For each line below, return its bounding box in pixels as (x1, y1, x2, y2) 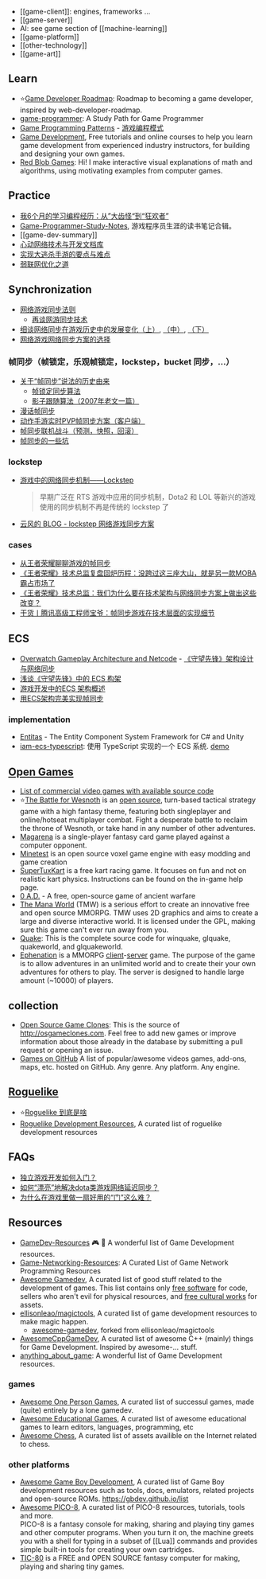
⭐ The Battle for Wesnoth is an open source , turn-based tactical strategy (19, 795, 256, 805)
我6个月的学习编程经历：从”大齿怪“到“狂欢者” (19, 211, 169, 220)
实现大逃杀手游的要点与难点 (19, 249, 111, 259)
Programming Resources (19, 1265, 102, 1276)
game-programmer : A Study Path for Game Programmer (19, 113, 204, 123)
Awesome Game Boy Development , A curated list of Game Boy (19, 1477, 225, 1487)
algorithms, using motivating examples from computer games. (19, 166, 223, 175)
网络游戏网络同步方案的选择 (19, 334, 111, 345)
